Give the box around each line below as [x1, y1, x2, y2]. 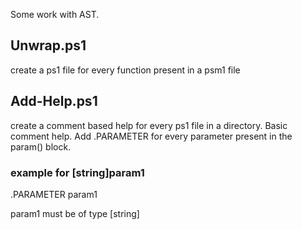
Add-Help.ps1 [10, 93, 98, 110]
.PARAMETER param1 [10, 188, 98, 200]
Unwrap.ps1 [10, 37, 87, 54]
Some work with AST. [10, 9, 100, 20]
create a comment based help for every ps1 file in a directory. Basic [10, 119, 288, 131]
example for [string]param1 [10, 165, 145, 179]
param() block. [10, 140, 72, 153]
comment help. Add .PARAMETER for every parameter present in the [10, 130, 293, 142]
